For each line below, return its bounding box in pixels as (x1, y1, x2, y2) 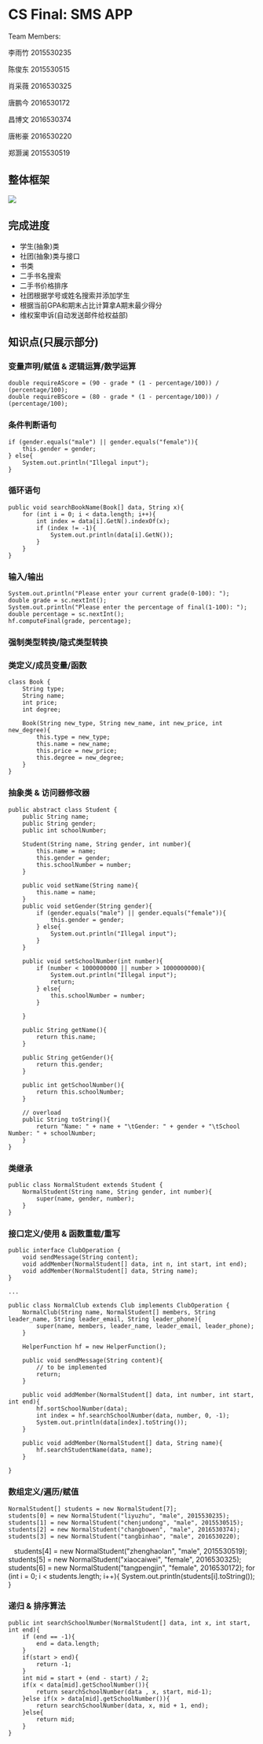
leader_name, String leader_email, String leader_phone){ (8, 1315, 202, 1323)
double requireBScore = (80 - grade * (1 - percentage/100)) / (8, 393, 220, 401)
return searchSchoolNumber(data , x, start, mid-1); (36, 1687, 213, 1696)
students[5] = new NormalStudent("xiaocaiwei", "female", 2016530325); (8, 1554, 242, 1564)
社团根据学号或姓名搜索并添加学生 (19, 290, 130, 300)
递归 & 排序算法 (8, 1601, 66, 1612)
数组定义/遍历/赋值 (8, 1487, 79, 1498)
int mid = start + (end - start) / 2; (22, 1674, 149, 1682)
